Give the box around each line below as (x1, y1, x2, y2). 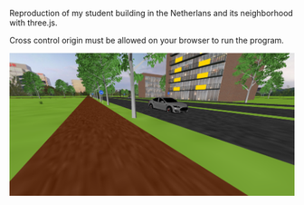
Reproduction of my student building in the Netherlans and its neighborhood (9, 8, 294, 18)
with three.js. (9, 17, 58, 28)
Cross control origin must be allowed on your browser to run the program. (9, 35, 285, 45)
